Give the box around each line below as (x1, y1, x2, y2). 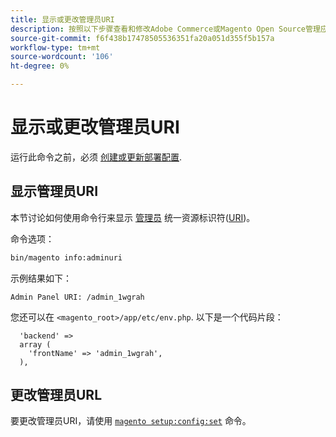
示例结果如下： (10, 272, 72, 284)
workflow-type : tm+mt (10, 42, 101, 53)
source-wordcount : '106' (10, 52, 114, 62)
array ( (19, 339, 52, 350)
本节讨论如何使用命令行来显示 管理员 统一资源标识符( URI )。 (10, 211, 256, 223)
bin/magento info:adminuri (10, 252, 123, 263)
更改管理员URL (10, 387, 103, 404)
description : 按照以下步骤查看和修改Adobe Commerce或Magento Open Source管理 (10, 24, 321, 34)
